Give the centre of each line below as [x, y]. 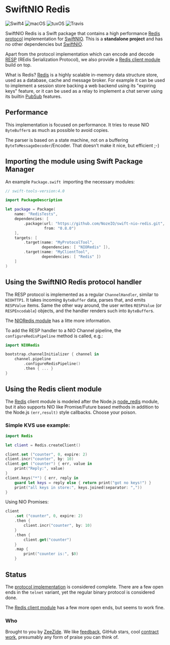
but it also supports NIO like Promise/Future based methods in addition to [82, 407]
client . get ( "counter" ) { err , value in [49, 464]
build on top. [19, 65]
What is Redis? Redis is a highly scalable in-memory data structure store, [82, 74]
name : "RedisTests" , [36, 214]
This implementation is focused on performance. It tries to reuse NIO [77, 125]
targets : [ [26, 238]
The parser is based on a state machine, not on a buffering [67, 140]
